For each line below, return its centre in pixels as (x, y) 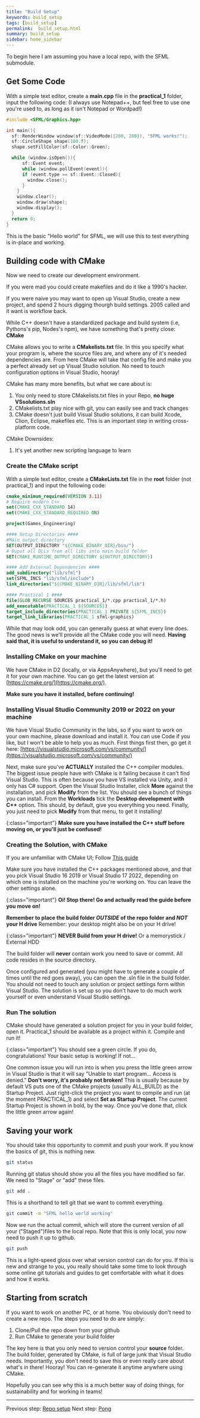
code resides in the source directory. (51, 960)
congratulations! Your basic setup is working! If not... (71, 1056)
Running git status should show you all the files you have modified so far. (96, 1174)
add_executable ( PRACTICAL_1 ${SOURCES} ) (57, 606)
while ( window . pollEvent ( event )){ (65, 169)
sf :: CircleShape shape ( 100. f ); (50, 142)
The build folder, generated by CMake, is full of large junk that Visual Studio (99, 1354)
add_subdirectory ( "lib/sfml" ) (44, 573)
